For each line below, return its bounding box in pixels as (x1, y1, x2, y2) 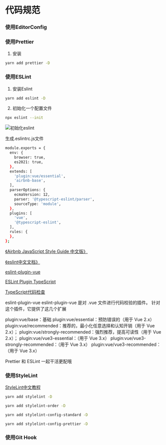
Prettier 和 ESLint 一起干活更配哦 (5, 358, 72, 364)
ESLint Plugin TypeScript (5, 278, 56, 284)
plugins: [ (9, 210, 32, 215)
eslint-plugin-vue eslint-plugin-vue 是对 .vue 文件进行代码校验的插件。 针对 (5, 299, 161, 305)
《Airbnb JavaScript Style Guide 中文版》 (5, 248, 88, 254)
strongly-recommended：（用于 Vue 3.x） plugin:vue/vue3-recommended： (5, 341, 161, 347)
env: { (9, 150, 23, 155)
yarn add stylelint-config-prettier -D (5, 421, 88, 426)
